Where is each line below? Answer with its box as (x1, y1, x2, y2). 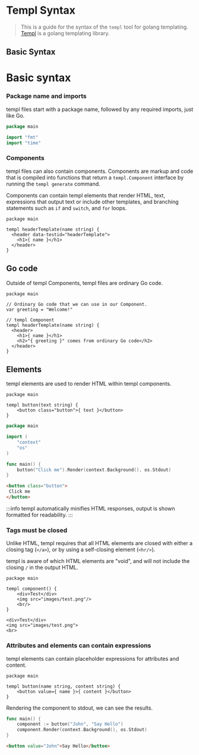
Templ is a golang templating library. (20, 29, 110, 36)
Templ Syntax (6, 4, 76, 17)
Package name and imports (6, 92, 87, 100)
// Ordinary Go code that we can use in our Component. (6, 301, 147, 307)
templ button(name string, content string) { (6, 683, 121, 689)
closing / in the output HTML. (6, 564, 78, 571)
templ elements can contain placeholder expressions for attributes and (6, 655, 179, 662)
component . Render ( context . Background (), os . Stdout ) (17, 727, 147, 733)
